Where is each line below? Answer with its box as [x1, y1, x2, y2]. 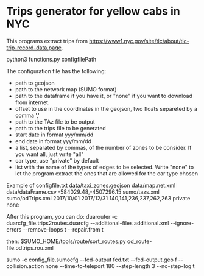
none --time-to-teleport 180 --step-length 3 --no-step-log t [45, 262, 195, 269]
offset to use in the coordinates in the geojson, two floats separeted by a [15, 105, 198, 112]
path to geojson [15, 79, 55, 87]
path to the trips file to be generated [15, 124, 107, 132]
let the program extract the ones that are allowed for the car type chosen [15, 169, 199, 177]
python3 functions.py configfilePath [6, 55, 96, 63]
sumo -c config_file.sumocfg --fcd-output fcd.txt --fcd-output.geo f [6, 256, 177, 263]
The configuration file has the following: [6, 67, 107, 74]
